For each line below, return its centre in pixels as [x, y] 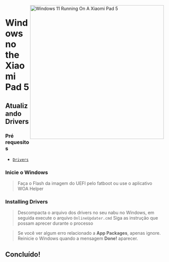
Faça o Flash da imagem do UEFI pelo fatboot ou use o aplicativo [85, 183]
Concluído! [23, 254]
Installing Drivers [27, 202]
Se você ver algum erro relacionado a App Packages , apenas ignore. [89, 233]
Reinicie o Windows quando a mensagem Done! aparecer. [78, 238]
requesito [17, 142]
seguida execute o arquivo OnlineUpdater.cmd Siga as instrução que [88, 218]
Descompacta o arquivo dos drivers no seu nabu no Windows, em [86, 213]
